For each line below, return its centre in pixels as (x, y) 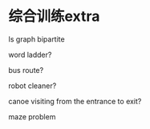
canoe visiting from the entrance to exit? (75, 101)
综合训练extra (54, 16)
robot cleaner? (32, 86)
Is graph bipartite (37, 39)
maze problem (32, 116)
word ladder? (30, 54)
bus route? (26, 70)
